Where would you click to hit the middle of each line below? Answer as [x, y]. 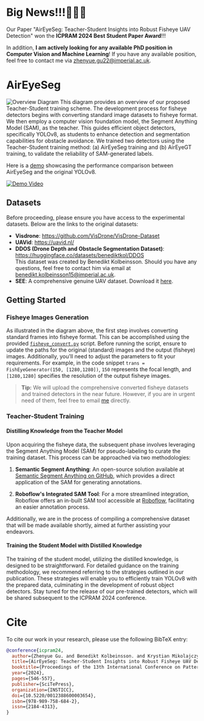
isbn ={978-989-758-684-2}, [46, 701]
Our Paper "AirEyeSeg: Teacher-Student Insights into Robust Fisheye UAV [99, 29]
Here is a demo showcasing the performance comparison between [90, 165]
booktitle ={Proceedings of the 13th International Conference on [96, 667]
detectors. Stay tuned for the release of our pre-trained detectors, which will [102, 591]
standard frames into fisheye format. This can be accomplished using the [98, 337]
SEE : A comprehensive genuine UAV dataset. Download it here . [94, 281]
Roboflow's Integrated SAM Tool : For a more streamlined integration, [102, 494]
